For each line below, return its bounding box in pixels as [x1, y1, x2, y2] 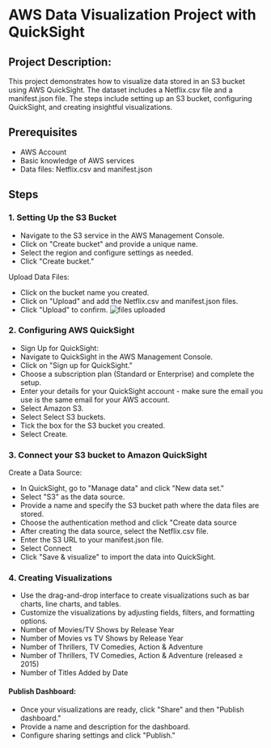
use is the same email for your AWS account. [19, 395, 170, 404]
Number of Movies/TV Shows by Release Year [19, 625, 175, 635]
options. [19, 616, 48, 626]
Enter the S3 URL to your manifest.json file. [19, 535, 164, 545]
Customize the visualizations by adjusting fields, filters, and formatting [19, 608, 255, 618]
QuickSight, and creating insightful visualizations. [8, 103, 173, 112]
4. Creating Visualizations [8, 573, 112, 584]
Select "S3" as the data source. [19, 492, 125, 502]
